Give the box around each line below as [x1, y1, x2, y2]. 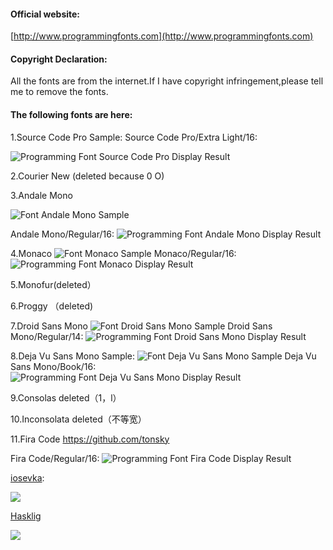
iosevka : [10, 471, 45, 484]
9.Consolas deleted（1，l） [10, 391, 122, 404]
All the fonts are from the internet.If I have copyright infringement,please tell [10, 75, 324, 87]
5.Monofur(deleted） [10, 278, 97, 290]
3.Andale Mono [10, 189, 73, 201]
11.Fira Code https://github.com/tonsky [10, 433, 170, 445]
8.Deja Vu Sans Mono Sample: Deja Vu [10, 350, 317, 362]
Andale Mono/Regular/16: [10, 228, 115, 240]
